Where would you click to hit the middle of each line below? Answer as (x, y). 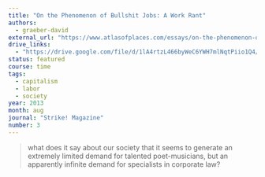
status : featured (37, 60)
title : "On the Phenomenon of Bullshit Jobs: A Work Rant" (107, 15)
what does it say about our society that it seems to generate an (130, 147)
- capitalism (37, 81)
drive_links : (30, 45)
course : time (30, 67)
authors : (22, 23)
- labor (28, 88)
